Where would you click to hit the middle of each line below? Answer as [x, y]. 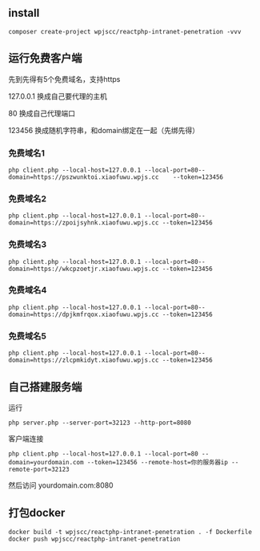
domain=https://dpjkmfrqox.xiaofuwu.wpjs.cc [84, 314]
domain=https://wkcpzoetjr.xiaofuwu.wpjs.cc [84, 269]
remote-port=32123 [39, 469]
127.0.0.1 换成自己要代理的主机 [58, 96]
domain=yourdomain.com [46, 462]
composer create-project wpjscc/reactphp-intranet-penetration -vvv [125, 31]
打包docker [37, 513]
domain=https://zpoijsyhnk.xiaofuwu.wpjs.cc [84, 223]
